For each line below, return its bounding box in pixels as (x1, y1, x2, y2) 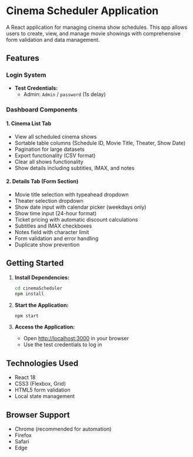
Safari (14, 438, 29, 445)
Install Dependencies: (14, 274, 69, 281)
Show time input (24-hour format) (14, 209, 97, 216)
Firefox (14, 432, 32, 439)
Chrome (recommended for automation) (14, 426, 112, 433)
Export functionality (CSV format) (14, 152, 96, 159)
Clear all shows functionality (14, 158, 84, 165)
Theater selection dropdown (14, 197, 84, 204)
